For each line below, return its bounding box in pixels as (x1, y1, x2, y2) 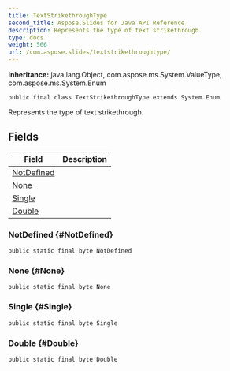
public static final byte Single (8, 319, 118, 328)
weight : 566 (8, 41, 47, 49)
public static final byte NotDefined (8, 247, 132, 255)
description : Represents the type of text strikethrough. (8, 26, 202, 34)
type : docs (8, 33, 44, 42)
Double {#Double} (8, 337, 79, 348)
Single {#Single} (8, 302, 72, 313)
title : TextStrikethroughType (8, 11, 108, 20)
